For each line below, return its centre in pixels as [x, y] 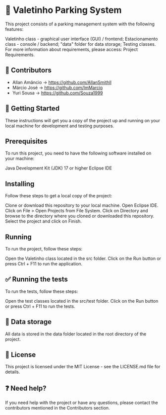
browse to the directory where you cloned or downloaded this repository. [80, 216]
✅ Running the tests [37, 280]
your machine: [20, 159]
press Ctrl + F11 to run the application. [44, 264]
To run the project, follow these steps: [44, 249]
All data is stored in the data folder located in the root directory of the [76, 334]
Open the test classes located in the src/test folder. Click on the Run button [82, 301]
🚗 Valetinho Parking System [63, 10]
